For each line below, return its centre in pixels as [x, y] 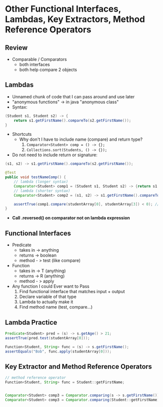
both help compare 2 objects [48, 70]
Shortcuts [22, 134]
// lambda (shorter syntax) [42, 191]
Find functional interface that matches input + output [72, 292]
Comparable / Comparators [39, 59]
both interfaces [34, 65]
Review [16, 47]
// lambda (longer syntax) [41, 182]
